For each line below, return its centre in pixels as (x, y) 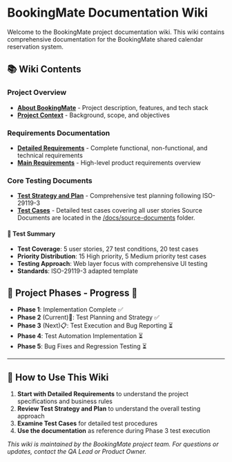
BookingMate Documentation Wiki (108, 13)
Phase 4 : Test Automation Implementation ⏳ (80, 336)
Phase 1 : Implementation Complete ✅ (70, 310)
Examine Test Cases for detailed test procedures (87, 423)
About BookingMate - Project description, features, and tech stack (113, 107)
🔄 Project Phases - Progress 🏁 (72, 293)
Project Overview (37, 93)
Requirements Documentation (59, 133)
